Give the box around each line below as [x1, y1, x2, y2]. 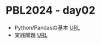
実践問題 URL [14, 31, 48, 39]
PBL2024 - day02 [5, 4, 96, 17]
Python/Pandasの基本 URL [14, 24, 81, 31]
